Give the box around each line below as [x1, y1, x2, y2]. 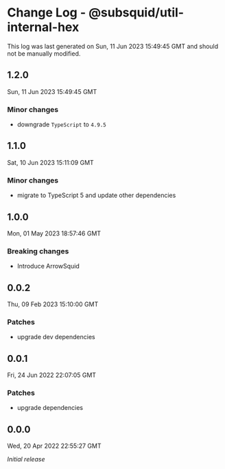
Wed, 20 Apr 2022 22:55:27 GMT [7, 442, 102, 450]
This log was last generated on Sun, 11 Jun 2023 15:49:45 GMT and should [7, 42, 219, 50]
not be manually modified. [7, 49, 81, 58]
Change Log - [7, 5, 86, 21]
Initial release [7, 455, 45, 464]
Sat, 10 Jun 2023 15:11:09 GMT [7, 158, 94, 166]
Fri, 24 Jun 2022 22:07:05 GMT [7, 371, 97, 379]
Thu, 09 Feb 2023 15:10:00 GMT [7, 300, 99, 308]
